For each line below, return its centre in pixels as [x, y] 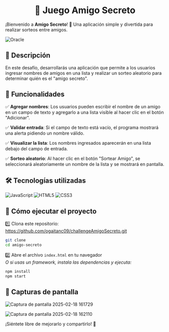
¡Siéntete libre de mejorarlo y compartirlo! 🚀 [51, 324]
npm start [16, 276]
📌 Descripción [28, 55]
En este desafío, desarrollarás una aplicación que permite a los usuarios [80, 67]
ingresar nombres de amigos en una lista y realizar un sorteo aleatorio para [83, 73]
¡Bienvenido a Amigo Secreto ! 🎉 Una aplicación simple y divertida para [79, 24]
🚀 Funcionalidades [35, 94]
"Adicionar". [18, 117]
